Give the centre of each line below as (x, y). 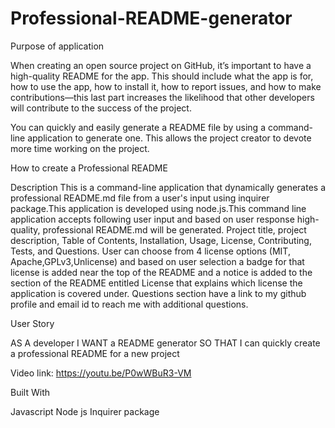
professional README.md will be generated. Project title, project (174, 229)
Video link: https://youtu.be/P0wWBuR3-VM (101, 373)
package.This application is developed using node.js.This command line (158, 208)
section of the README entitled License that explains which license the (156, 283)
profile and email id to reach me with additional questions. (129, 304)
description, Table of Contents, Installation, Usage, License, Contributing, (161, 240)
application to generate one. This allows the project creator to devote (169, 138)
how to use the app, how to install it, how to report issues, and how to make (166, 86)
